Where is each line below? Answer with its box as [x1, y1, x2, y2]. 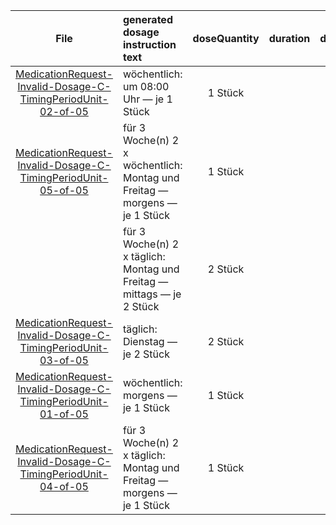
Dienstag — [122, 335, 178, 348]
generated [122, 13, 173, 26]
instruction [122, 38, 177, 51]
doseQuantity [192, 32, 260, 45]
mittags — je [122, 287, 182, 301]
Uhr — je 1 [122, 92, 173, 106]
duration [268, 32, 311, 45]
